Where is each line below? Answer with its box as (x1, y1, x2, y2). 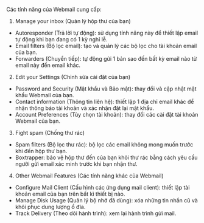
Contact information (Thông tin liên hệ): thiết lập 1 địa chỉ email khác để (15, 98, 194, 105)
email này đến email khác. (15, 61, 81, 69)
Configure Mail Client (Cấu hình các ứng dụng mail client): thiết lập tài (15, 184, 190, 191)
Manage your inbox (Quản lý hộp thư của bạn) (15, 18, 131, 24)
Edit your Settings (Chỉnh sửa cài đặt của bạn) (15, 74, 131, 80)
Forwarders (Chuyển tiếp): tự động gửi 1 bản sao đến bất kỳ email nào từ (15, 55, 197, 62)
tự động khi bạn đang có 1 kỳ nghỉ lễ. (15, 36, 108, 43)
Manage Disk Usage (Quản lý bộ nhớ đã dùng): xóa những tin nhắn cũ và (15, 197, 198, 204)
